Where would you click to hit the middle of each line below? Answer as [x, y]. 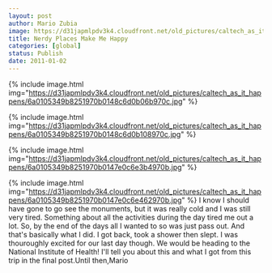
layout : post [30, 16]
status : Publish [36, 53]
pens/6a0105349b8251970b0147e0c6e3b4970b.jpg [95, 167]
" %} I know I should [215, 200]
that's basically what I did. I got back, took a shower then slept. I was [123, 234]
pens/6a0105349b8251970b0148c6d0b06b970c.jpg [96, 101]
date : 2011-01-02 [38, 62]
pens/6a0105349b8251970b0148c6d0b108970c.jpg [95, 134]
